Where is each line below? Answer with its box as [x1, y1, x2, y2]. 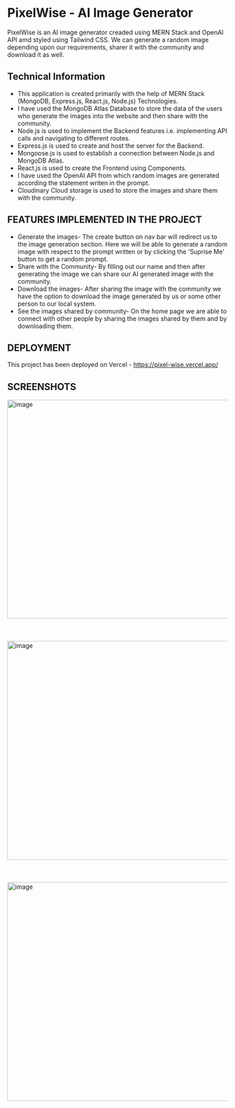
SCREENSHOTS [7, 380, 77, 393]
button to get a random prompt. [17, 254, 108, 263]
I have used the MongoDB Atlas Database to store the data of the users [17, 104, 222, 113]
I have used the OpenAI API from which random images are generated [17, 171, 220, 179]
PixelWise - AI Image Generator [7, 5, 194, 21]
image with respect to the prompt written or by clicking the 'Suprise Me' [17, 247, 225, 256]
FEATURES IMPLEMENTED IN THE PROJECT [7, 214, 202, 226]
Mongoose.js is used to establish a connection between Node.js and [17, 148, 215, 157]
